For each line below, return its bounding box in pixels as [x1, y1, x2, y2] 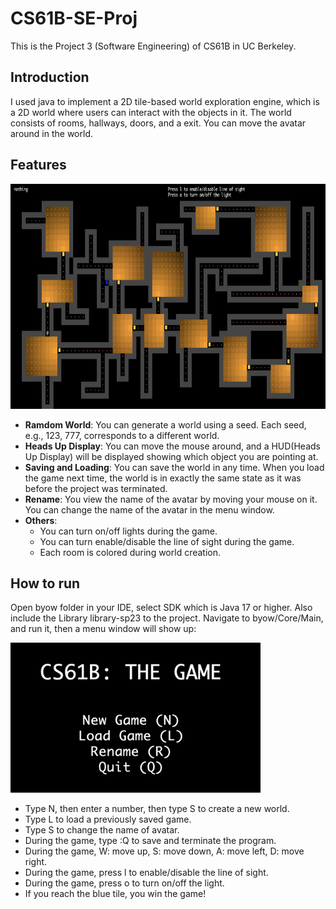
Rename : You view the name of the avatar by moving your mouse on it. [24, 493, 318, 505]
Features [10, 157, 67, 174]
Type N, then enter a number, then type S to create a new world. [24, 803, 290, 815]
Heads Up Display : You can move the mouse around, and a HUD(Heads [24, 440, 321, 452]
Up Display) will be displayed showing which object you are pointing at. [24, 450, 319, 462]
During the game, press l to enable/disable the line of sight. [24, 867, 269, 879]
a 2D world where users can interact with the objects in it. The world [10, 106, 292, 118]
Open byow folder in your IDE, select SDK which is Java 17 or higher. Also [10, 602, 313, 614]
